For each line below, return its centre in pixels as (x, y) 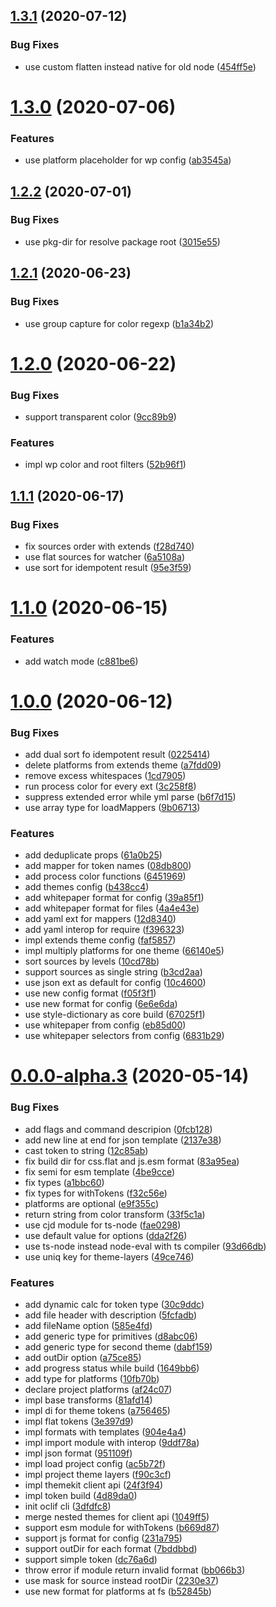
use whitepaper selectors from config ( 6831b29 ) (124, 1036)
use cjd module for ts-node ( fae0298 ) (103, 1225)
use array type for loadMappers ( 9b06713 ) (112, 807)
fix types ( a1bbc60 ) (64, 1182)
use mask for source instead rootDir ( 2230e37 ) (122, 1581)
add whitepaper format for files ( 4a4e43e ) (112, 908)
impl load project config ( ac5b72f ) (95, 1464)
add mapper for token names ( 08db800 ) (108, 866)
